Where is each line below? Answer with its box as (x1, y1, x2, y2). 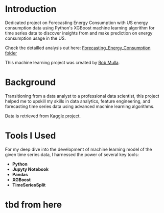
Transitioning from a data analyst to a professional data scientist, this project (5, 93, 160, 99)
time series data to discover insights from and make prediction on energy (5, 30, 153, 36)
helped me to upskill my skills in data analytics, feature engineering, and (5, 98, 151, 104)
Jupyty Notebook (12, 166, 49, 172)
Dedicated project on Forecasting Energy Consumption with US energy (5, 20, 148, 26)
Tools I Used (5, 130, 56, 141)
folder (5, 50, 17, 56)
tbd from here (5, 199, 62, 210)
